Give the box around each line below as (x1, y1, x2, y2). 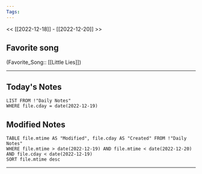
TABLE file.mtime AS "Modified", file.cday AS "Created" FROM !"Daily (6, 135, 187, 141)
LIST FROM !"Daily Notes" (6, 98, 71, 104)
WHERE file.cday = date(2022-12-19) (6, 103, 98, 109)
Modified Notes (6, 119, 66, 129)
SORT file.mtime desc (6, 157, 61, 163)
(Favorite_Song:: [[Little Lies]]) (6, 58, 82, 66)
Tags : (6, 8, 20, 15)
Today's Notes (6, 82, 62, 92)
